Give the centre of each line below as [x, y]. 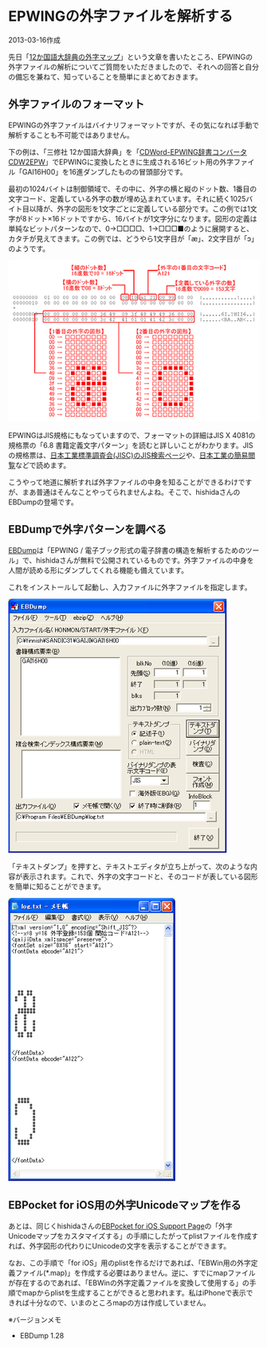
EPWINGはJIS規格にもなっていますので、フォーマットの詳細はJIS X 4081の [132, 435]
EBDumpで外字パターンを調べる [88, 529]
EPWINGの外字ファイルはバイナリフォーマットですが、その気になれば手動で [134, 125]
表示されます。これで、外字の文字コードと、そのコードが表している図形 [140, 876]
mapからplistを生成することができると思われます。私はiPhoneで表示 [134, 1292]
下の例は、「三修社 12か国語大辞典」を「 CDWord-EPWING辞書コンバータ [128, 151]
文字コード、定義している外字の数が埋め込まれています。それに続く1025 [127, 198]
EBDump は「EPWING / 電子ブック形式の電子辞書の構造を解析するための [127, 550]
